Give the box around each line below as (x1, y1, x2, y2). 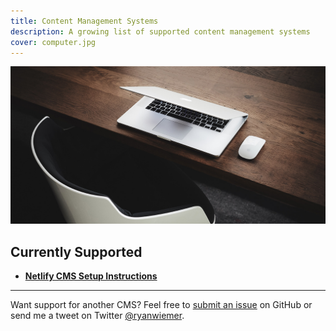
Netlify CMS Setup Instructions (24, 270, 158, 282)
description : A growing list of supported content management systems (10, 26, 311, 37)
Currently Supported (10, 243, 143, 260)
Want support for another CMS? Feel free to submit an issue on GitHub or (10, 299, 313, 311)
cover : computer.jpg (10, 37, 97, 47)
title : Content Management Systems (10, 16, 159, 26)
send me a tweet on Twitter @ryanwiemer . (10, 310, 185, 322)
